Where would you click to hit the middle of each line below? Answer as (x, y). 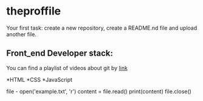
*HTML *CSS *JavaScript (40, 79)
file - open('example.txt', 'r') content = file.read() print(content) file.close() (99, 91)
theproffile (34, 11)
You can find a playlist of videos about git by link (67, 68)
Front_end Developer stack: (60, 54)
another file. (21, 34)
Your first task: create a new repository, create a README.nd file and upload (102, 28)
